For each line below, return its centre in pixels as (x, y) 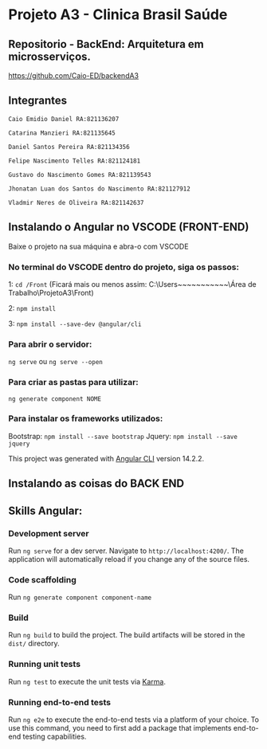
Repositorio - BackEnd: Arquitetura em (106, 44)
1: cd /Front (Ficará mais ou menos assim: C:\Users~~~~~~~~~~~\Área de (132, 284)
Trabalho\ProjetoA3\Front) (51, 292)
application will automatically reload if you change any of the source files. (129, 559)
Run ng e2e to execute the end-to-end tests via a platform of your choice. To (134, 720)
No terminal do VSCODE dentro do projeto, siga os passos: (124, 267)
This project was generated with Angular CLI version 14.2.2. (106, 458)
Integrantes (38, 101)
